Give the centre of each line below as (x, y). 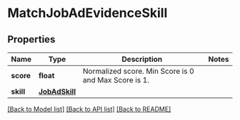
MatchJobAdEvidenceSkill (87, 13)
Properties (31, 39)
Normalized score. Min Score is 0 (138, 71)
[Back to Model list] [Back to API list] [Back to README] (89, 109)
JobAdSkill (57, 92)
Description (142, 59)
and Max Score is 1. (116, 80)
